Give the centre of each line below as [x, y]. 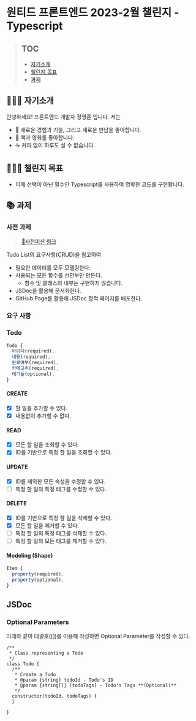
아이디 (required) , [33, 351]
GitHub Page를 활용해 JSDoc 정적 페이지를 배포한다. [79, 298]
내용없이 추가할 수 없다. [43, 416]
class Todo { [23, 664]
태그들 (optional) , [33, 374]
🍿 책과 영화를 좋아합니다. [45, 137]
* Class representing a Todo [46, 653]
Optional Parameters [38, 622]
